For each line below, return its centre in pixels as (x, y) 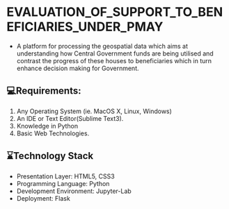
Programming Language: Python (63, 183)
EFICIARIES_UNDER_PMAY (85, 27)
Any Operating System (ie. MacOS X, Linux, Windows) (94, 111)
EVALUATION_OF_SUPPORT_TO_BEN (115, 12)
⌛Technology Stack (50, 156)
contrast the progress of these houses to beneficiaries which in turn (114, 60)
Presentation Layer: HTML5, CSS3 (66, 176)
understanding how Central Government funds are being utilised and (115, 53)
